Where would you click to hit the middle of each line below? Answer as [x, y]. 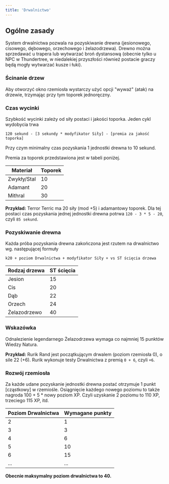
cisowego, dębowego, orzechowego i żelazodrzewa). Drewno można [78, 49]
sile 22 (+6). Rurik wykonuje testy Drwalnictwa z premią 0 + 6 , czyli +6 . [80, 360]
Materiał [22, 170]
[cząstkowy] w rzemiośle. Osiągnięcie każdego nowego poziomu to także [82, 389]
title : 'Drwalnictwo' [28, 10]
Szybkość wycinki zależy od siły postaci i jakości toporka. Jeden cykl [78, 119]
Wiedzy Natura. [22, 344]
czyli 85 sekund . [22, 219]
